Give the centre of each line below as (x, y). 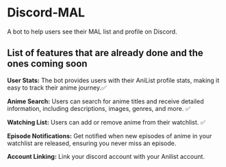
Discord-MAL (46, 13)
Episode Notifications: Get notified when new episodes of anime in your (110, 136)
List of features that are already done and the (105, 53)
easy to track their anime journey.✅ (57, 88)
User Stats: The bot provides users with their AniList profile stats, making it (113, 80)
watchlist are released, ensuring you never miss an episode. (92, 143)
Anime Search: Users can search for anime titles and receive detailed (105, 101)
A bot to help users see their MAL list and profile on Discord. (92, 31)
